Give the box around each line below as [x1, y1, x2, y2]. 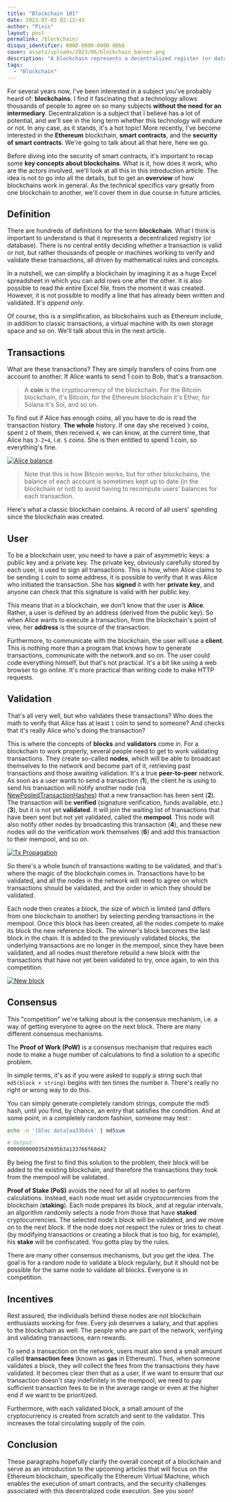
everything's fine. [7, 443, 57, 452]
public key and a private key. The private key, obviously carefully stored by [7, 558, 220, 566]
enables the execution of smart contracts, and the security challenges [7, 1479, 206, 1487]
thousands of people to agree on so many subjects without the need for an [7, 102, 222, 110]
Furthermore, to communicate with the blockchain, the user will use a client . [7, 636, 224, 644]
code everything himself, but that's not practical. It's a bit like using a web [7, 658, 217, 666]
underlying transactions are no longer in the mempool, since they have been [7, 941, 224, 950]
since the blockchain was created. [7, 512, 105, 521]
